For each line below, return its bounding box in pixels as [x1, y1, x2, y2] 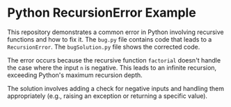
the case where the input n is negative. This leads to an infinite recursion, [7, 63, 217, 72]
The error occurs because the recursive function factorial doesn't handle [7, 56, 221, 64]
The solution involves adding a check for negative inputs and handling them [7, 84, 225, 92]
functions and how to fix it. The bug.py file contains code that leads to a [7, 35, 212, 43]
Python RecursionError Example [7, 5, 196, 21]
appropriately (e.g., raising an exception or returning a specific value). [7, 92, 207, 100]
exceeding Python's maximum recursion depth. [7, 71, 143, 79]
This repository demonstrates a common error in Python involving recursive [7, 28, 224, 36]
